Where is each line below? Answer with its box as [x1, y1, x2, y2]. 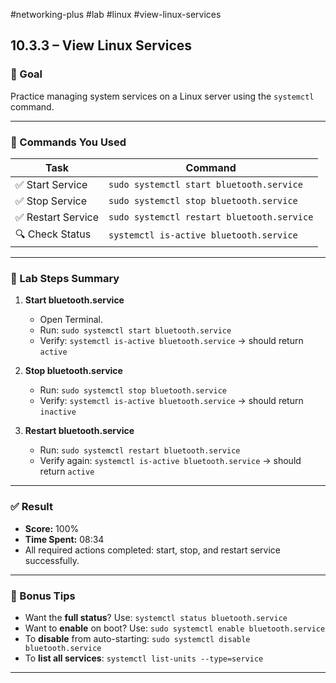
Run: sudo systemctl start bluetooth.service [39, 324, 232, 336]
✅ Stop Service [15, 194, 88, 208]
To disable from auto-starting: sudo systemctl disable [24, 632, 251, 644]
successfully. [24, 554, 80, 566]
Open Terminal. [39, 314, 104, 326]
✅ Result [10, 500, 54, 514]
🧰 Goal [10, 67, 43, 81]
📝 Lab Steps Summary [10, 271, 120, 285]
